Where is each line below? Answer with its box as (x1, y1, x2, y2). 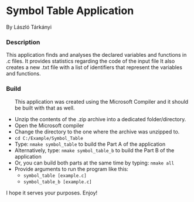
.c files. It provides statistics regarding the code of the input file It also (6, 57, 175, 65)
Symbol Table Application (6, 4, 134, 18)
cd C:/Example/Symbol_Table (14, 135, 83, 141)
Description (6, 38, 40, 46)
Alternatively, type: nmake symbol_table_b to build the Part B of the (14, 146, 175, 153)
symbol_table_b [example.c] (23, 179, 92, 185)
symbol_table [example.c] (23, 173, 87, 179)
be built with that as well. (14, 104, 75, 111)
